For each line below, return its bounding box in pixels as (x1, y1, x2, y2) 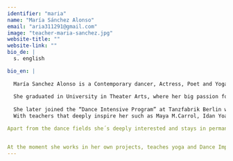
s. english (13, 55, 45, 62)
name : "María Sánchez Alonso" (7, 17, 95, 23)
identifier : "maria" (7, 10, 67, 17)
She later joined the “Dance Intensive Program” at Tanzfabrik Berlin (13, 106, 222, 113)
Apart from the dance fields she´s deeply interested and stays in (7, 125, 207, 132)
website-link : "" (7, 42, 58, 49)
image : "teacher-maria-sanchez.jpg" (7, 29, 113, 37)
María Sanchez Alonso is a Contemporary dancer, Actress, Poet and (13, 80, 213, 87)
